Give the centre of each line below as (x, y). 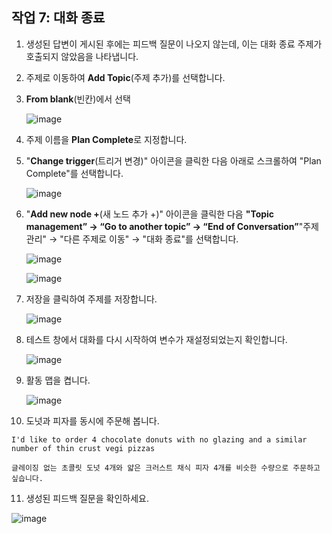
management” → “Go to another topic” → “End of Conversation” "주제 (172, 226)
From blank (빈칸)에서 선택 (78, 99)
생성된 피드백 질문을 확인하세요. (87, 498)
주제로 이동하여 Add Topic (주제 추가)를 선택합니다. (125, 77)
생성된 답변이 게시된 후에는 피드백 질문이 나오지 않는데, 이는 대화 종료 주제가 (174, 44)
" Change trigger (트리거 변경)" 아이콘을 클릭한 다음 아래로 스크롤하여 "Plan (173, 160)
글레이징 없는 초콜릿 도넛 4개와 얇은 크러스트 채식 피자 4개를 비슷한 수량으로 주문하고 (166, 468)
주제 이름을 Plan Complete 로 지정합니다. (106, 139)
